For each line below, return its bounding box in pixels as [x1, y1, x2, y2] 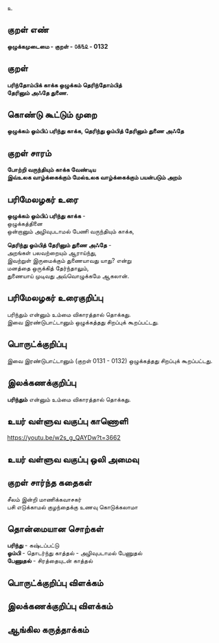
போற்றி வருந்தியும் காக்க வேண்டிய [7, 165, 96, 174]
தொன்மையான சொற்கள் [7, 523, 104, 535]
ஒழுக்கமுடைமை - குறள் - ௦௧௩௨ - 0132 [7, 42, 108, 50]
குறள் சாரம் [7, 147, 51, 159]
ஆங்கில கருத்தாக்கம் [7, 624, 89, 635]
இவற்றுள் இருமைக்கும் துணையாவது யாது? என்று [7, 257, 132, 265]
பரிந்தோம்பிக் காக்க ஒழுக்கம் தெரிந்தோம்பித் [7, 80, 122, 89]
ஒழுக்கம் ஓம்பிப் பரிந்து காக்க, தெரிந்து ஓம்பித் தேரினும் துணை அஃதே [7, 127, 184, 135]
